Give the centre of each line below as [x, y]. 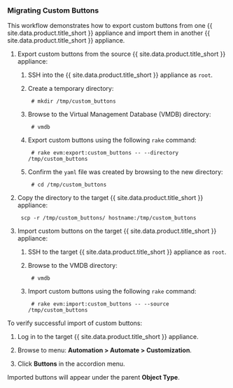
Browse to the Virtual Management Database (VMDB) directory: [119, 115]
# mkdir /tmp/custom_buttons [74, 101]
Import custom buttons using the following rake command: [112, 292]
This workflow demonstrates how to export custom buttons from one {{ [110, 26]
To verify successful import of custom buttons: [75, 323]
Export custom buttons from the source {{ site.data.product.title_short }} [121, 54]
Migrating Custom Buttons [53, 10]
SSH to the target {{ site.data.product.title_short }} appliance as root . [127, 252]
